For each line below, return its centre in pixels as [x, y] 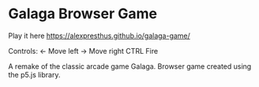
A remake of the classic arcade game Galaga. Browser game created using [130, 66]
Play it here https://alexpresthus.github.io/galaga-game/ [99, 36]
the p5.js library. [34, 74]
